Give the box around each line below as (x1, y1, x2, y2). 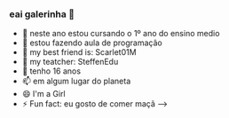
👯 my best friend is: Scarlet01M (21, 47, 137, 58)
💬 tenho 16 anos (21, 66, 82, 76)
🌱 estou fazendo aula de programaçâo (21, 37, 162, 48)
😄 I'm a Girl (21, 89, 67, 99)
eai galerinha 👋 (9, 8, 75, 20)
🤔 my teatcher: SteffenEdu (21, 57, 119, 67)
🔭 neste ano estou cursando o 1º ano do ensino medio (21, 28, 220, 39)
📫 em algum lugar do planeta (21, 75, 131, 87)
